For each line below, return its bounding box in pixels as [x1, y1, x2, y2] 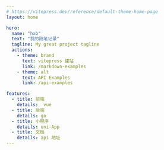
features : [6, 91, 31, 97]
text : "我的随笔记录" [11, 36, 59, 42]
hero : [6, 25, 20, 31]
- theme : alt [17, 69, 49, 75]
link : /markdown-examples [21, 63, 86, 69]
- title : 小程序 [11, 118, 49, 125]
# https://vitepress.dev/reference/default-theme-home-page [6, 8, 159, 15]
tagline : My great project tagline [11, 42, 100, 47]
